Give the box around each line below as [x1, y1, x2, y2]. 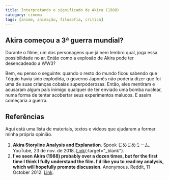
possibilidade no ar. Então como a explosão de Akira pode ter [5, 55, 134, 61]
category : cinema [5, 12, 42, 17]
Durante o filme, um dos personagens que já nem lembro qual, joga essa [5, 50, 158, 56]
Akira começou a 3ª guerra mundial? [5, 36, 124, 44]
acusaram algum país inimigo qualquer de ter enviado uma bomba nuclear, [5, 86, 162, 93]
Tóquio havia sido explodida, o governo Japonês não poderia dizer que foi [5, 76, 161, 82]
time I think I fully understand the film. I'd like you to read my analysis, [12, 159, 164, 164]
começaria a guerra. [5, 98, 48, 104]
